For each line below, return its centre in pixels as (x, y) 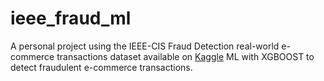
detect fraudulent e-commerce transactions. (101, 67)
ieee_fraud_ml (71, 18)
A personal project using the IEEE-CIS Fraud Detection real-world (145, 46)
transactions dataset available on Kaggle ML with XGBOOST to (185, 56)
